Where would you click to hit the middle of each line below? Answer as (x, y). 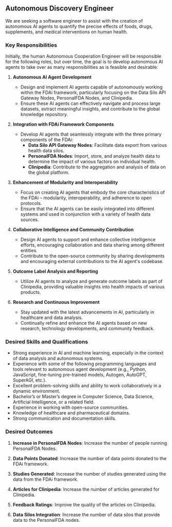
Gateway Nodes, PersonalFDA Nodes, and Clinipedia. (77, 98)
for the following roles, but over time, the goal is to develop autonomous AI (84, 62)
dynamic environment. (36, 391)
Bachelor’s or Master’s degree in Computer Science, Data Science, (83, 397)
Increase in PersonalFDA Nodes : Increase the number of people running (90, 443)
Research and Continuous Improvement (56, 302)
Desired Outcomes (29, 432)
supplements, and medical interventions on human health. (67, 32)
